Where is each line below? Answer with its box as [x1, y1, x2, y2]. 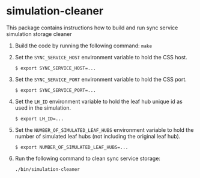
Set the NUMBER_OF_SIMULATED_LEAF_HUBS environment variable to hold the [14, 126, 194, 133]
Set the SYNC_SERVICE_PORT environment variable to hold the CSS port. [14, 76, 187, 83]
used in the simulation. [14, 104, 71, 111]
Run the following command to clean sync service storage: [14, 155, 161, 162]
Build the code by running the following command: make [14, 42, 152, 49]
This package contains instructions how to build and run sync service [6, 24, 178, 31]
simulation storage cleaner [6, 30, 72, 37]
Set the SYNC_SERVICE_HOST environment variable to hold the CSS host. [14, 53, 187, 61]
